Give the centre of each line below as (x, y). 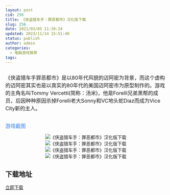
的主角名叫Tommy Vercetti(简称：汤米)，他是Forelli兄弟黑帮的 (79, 93)
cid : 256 (15, 15)
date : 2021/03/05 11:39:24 (34, 29)
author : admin (20, 43)
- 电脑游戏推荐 (24, 53)
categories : (18, 48)
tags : (11, 57)
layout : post (19, 10)
